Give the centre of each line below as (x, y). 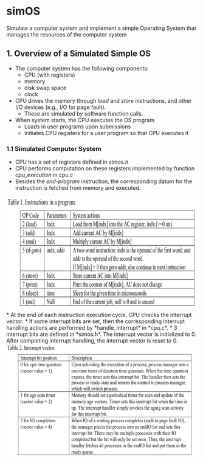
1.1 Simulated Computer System (54, 148)
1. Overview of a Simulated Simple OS (78, 54)
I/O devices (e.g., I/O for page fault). (60, 107)
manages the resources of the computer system (67, 34)
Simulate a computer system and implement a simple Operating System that (101, 28)
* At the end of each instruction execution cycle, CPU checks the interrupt (99, 315)
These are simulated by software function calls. (84, 113)
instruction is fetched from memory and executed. (78, 188)
